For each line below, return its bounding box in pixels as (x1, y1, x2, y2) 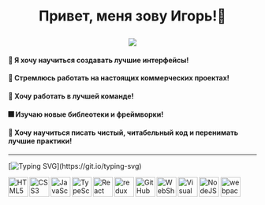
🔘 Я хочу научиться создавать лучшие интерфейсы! (8, 55, 189, 65)
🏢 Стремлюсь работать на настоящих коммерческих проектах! (8, 73, 230, 83)
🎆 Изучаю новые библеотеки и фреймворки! (8, 110, 164, 119)
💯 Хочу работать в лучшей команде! (8, 91, 134, 101)
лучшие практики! (8, 136, 73, 146)
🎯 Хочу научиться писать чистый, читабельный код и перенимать (8, 128, 239, 137)
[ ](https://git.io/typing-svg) (8, 161, 142, 170)
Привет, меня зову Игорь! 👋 (39, 7, 226, 25)
